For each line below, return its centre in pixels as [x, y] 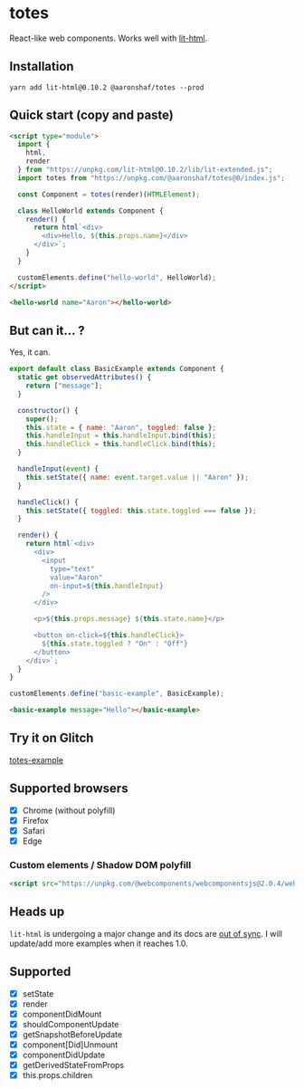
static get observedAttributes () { [85, 377]
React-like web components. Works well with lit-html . [109, 38]
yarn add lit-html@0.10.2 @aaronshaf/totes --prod [107, 87]
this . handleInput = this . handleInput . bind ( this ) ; [121, 436]
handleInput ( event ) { [58, 469]
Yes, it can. [30, 352]
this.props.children [57, 1075]
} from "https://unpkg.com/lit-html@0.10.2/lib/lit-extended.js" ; [145, 170]
